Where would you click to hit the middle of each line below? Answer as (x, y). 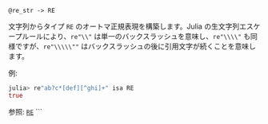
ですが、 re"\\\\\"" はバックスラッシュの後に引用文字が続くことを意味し (135, 46)
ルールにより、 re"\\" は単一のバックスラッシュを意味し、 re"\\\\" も (136, 36)
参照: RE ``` (25, 111)
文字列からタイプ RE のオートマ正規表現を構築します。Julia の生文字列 (124, 26)
